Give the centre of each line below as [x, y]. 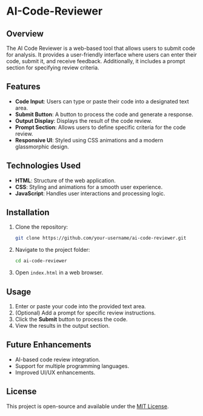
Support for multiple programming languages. [72, 366]
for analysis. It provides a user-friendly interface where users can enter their [101, 55]
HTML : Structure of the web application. [65, 180]
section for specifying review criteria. [53, 68]
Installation [28, 213]
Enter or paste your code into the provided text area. [81, 306]
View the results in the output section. [62, 326]
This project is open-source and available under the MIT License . [88, 406]
